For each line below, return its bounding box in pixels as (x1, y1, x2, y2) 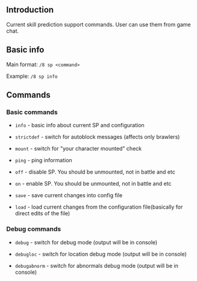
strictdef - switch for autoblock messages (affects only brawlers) (14, 133, 180, 140)
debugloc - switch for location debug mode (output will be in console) (14, 250, 187, 257)
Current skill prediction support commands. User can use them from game (6, 21, 191, 28)
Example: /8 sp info (6, 72, 58, 80)
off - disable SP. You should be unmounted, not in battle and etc (14, 168, 176, 175)
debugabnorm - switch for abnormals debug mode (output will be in (14, 262, 179, 269)
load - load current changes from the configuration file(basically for (14, 203, 183, 210)
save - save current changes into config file (14, 192, 123, 199)
